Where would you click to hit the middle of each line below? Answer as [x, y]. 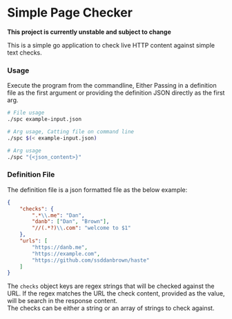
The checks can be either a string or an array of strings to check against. [111, 308]
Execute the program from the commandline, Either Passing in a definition [112, 86]
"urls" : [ [34, 241]
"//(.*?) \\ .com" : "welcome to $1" [81, 228]
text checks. [25, 52]
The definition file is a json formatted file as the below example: [97, 190]
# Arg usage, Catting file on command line [71, 132]
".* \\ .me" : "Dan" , [58, 215]
